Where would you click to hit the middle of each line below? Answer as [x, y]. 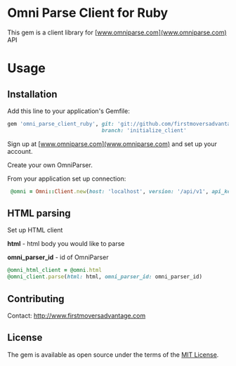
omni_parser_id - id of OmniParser [58, 257]
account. [20, 151]
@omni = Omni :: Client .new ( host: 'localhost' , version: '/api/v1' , [110, 191]
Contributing [36, 299]
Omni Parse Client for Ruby [88, 13]
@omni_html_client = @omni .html [54, 270]
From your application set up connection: [67, 178]
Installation [32, 94]
